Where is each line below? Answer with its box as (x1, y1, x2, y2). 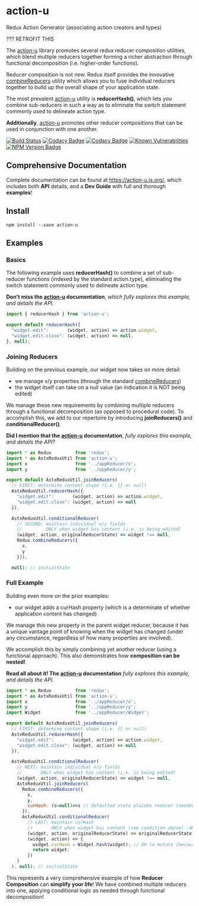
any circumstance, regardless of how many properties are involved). (6, 634, 173, 641)
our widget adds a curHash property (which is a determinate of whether (14, 604, 191, 611)
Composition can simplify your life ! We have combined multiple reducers (6, 880, 187, 888)
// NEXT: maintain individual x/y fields (17, 764, 120, 770)
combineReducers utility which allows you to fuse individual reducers (6, 77, 175, 84)
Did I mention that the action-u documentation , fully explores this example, (6, 432, 192, 439)
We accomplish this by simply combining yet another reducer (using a (6, 645, 176, 652)
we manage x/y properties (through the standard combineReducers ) (14, 377, 182, 384)
